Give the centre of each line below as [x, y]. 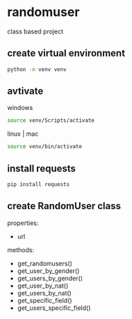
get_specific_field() [44, 300]
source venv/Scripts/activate [51, 120]
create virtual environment [66, 53]
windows [20, 108]
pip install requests [39, 185]
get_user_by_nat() [43, 286]
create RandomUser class [64, 206]
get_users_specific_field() [54, 308]
